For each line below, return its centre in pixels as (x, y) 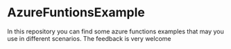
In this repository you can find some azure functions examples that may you (115, 31)
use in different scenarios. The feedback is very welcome (89, 38)
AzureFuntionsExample (76, 13)
